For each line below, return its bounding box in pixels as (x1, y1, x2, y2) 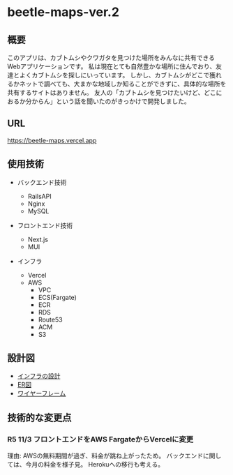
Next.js (27, 235, 49, 243)
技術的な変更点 (7, 412, 72, 423)
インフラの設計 (17, 372, 61, 380)
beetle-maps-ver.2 (7, 4, 120, 20)
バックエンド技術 (17, 178, 67, 186)
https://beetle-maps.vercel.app (7, 136, 97, 144)
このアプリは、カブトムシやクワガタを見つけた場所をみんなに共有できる (7, 54, 215, 61)
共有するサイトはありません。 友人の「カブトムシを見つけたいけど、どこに (7, 89, 223, 96)
